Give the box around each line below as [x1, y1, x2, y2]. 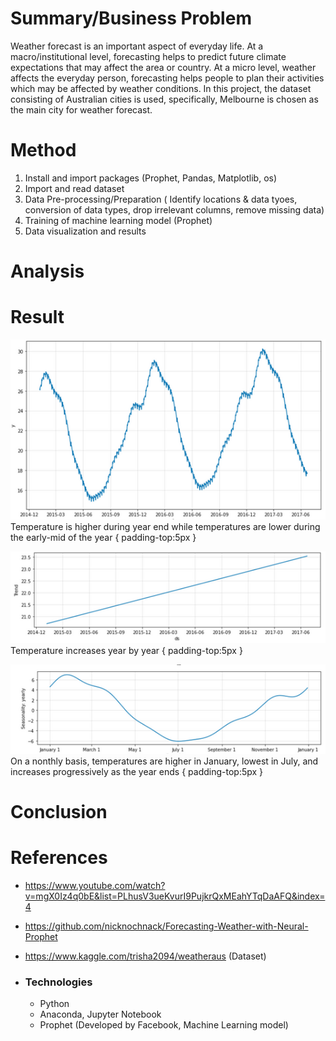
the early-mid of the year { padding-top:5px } [10, 531, 197, 543]
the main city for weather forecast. [10, 103, 153, 116]
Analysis [10, 260, 85, 283]
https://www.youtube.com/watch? [24, 880, 166, 892]
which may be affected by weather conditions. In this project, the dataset [10, 82, 312, 94]
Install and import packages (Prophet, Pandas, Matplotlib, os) [24, 172, 278, 184]
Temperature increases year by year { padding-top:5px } [10, 644, 243, 656]
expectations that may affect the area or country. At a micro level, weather [10, 61, 317, 73]
